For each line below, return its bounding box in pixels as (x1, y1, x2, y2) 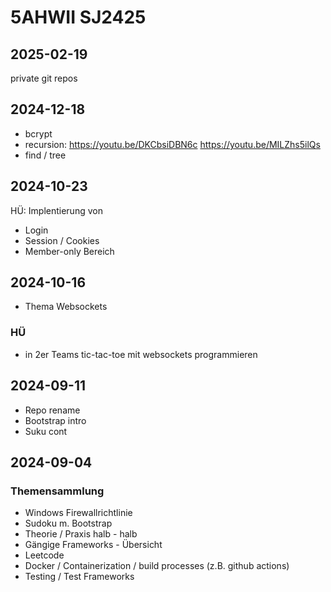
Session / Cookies (24, 234, 100, 246)
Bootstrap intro (24, 414, 87, 426)
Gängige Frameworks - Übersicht (24, 539, 163, 551)
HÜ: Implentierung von (10, 204, 103, 216)
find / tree (24, 149, 67, 161)
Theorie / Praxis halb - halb (24, 528, 138, 540)
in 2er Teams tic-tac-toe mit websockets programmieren (24, 348, 258, 360)
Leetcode (24, 549, 65, 561)
